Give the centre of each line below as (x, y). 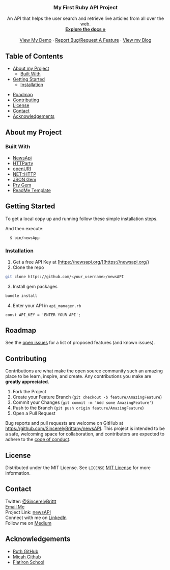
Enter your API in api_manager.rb (47, 305)
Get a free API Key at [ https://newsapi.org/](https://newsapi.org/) (81, 262)
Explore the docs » (86, 30)
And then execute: (24, 228)
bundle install (21, 296)
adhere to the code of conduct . (38, 440)
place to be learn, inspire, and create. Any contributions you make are (78, 376)
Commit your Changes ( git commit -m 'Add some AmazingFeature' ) (83, 402)
